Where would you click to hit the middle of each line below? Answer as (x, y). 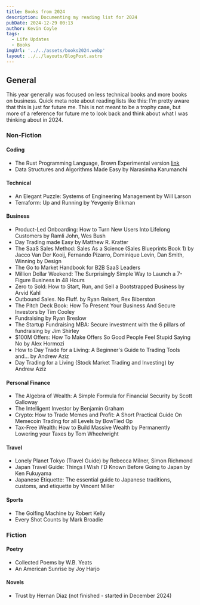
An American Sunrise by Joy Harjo (57, 569)
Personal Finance (28, 382)
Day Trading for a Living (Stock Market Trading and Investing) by (94, 362)
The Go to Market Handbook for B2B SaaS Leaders (78, 267)
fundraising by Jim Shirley (47, 331)
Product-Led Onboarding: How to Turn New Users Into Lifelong (92, 229)
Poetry (15, 549)
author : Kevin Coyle (32, 28)
